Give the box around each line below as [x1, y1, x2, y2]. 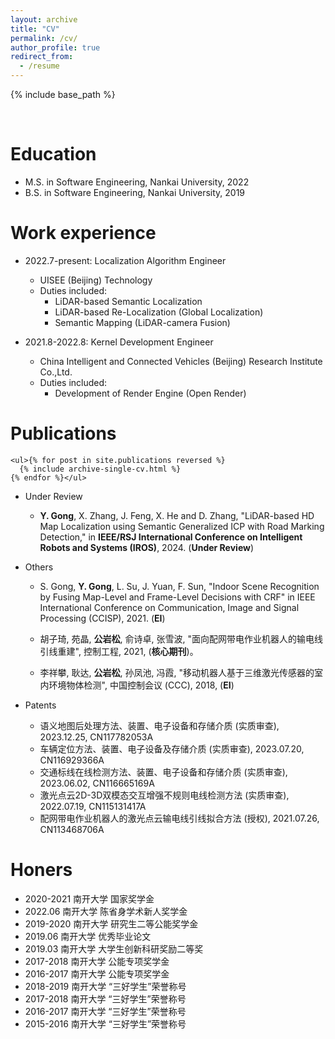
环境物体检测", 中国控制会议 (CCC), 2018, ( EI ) [48, 679, 235, 691]
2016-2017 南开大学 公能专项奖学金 [24, 967, 170, 980]
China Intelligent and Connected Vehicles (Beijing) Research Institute [39, 355, 323, 367]
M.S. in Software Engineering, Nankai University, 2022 [24, 176, 250, 188]
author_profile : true [10, 42, 101, 53]
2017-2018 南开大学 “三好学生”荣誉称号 [24, 992, 187, 1005]
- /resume [19, 61, 60, 71]
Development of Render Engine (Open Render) [54, 387, 247, 399]
